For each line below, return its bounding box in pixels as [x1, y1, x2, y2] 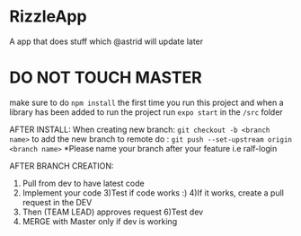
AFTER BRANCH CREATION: [9, 160, 114, 171]
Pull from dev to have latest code [22, 178, 146, 188]
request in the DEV [22, 197, 93, 207]
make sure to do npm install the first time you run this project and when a [9, 97, 285, 108]
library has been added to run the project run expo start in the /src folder [9, 106, 283, 118]
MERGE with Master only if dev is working [22, 215, 178, 226]
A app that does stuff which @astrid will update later [9, 36, 204, 47]
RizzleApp [9, 6, 87, 27]
